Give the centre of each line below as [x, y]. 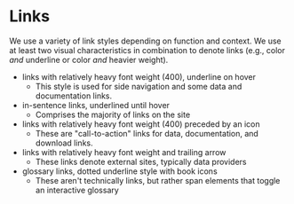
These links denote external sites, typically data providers [141, 161]
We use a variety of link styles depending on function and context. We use [145, 41]
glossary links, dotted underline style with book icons [119, 171]
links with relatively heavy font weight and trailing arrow [124, 152]
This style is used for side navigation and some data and [139, 86]
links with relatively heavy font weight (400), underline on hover [139, 76]
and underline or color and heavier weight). [89, 59]
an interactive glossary [77, 190]
